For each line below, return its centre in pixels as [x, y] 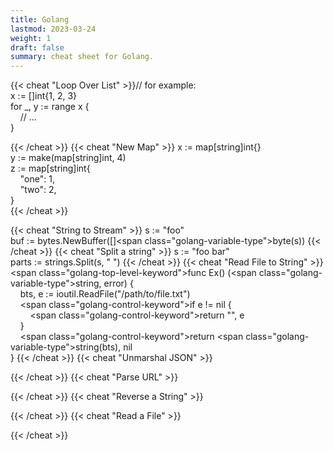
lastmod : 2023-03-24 [53, 29]
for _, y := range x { [50, 107]
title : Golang [40, 19]
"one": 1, [37, 179]
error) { [118, 283]
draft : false [37, 47]
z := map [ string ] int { [50, 168]
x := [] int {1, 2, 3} [44, 96]
